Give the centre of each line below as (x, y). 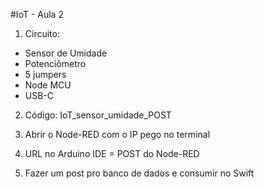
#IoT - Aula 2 (37, 14)
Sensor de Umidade (66, 53)
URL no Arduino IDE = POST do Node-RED (112, 153)
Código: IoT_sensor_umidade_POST (98, 115)
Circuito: (42, 33)
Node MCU (48, 85)
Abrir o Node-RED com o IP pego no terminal (117, 134)
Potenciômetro (55, 63)
